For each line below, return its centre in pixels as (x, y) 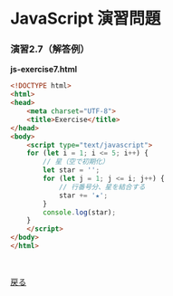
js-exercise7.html (44, 70)
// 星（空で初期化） (76, 162)
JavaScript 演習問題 (86, 19)
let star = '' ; (72, 170)
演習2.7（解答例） (50, 49)
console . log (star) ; (80, 212)
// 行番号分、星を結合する (102, 186)
